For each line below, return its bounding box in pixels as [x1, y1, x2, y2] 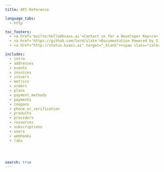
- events [9, 65, 27, 70]
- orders [9, 84, 27, 88]
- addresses [9, 61, 34, 66]
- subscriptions [9, 125, 42, 129]
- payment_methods [9, 92, 47, 98]
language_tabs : [5, 16, 36, 21]
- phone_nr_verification [9, 106, 60, 111]
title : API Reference [5, 7, 49, 12]
